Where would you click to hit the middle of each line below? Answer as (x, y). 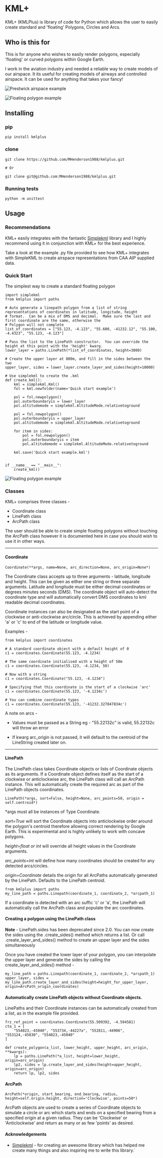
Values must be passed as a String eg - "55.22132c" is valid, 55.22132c (83, 722)
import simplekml (23, 295)
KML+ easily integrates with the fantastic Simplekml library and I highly (76, 238)
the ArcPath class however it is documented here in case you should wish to (81, 536)
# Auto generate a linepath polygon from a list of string (66, 308)
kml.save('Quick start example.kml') (52, 453)
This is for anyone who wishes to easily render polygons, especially (73, 54)
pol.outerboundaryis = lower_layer (50, 402)
